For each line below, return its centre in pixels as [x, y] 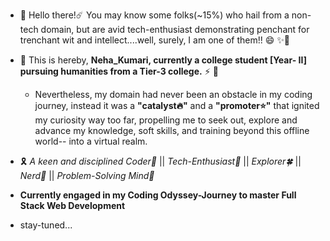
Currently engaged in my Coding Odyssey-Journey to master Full [158, 195]
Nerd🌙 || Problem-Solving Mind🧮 [87, 175]
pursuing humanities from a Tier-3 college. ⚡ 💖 [119, 71]
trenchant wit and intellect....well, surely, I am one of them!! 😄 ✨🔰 [154, 40]
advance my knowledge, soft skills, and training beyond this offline [172, 130]
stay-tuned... [46, 225]
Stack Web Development [72, 205]
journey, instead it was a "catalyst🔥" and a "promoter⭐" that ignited [177, 105]
